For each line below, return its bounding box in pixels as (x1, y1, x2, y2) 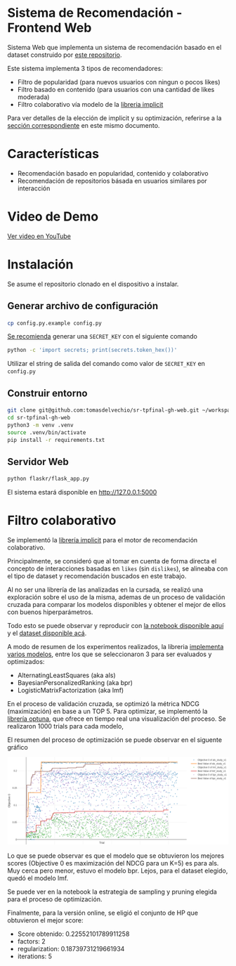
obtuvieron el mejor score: (7, 915, 84, 925)
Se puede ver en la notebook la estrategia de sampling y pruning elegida (7, 887, 218, 896)
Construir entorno (7, 387, 88, 399)
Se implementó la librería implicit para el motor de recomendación (7, 536, 198, 544)
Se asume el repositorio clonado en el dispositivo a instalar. (7, 280, 179, 288)
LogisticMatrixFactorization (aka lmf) (17, 686, 124, 695)
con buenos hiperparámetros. (7, 608, 93, 616)
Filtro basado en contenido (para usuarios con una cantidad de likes (17, 85, 215, 93)
